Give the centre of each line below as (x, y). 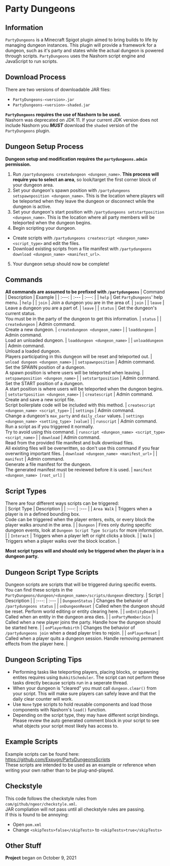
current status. (21, 314)
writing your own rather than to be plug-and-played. (60, 770)
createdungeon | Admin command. (41, 324)
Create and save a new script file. (40, 400)
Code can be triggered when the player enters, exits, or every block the (80, 519)
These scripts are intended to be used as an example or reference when (81, 765)
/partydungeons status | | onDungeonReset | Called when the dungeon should (85, 606)
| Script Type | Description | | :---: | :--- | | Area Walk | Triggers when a (79, 509)
